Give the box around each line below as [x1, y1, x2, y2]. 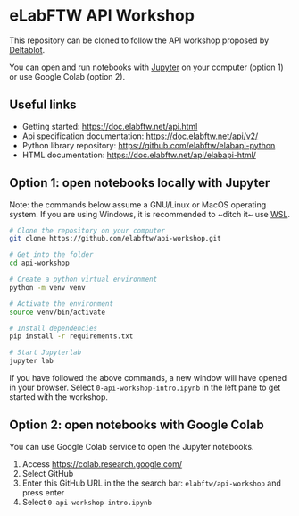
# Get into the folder [9, 250, 94, 259]
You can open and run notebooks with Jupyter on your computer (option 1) [9, 62, 284, 72]
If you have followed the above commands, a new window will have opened [9, 373, 287, 384]
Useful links [9, 97, 78, 113]
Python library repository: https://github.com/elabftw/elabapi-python [21, 140, 276, 150]
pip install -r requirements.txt [9, 332, 134, 341]
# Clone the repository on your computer [9, 225, 166, 235]
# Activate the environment [9, 299, 114, 309]
